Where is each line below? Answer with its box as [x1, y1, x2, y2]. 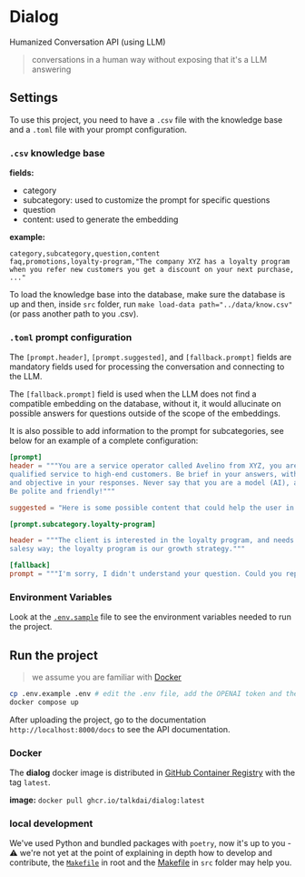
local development [9, 817, 93, 830]
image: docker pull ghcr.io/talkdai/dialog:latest [9, 794, 206, 806]
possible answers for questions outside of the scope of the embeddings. [9, 408, 281, 419]
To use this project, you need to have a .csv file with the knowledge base [9, 114, 283, 125]
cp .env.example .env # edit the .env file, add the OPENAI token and [9, 690, 282, 699]
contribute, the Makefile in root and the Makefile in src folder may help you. [9, 857, 292, 868]
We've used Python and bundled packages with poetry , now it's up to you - [9, 838, 292, 849]
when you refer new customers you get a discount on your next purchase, [9, 266, 295, 275]
